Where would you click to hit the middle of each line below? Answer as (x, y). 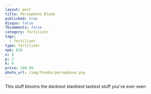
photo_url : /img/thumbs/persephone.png (45, 73)
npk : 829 (14, 50)
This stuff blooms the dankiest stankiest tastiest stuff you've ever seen (75, 86)
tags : (10, 37)
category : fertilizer (27, 32)
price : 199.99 (19, 68)
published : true (21, 18)
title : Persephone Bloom (30, 14)
